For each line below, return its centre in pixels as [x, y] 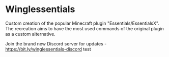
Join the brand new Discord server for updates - [56, 43]
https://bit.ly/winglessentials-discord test [48, 49]
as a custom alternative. [31, 34]
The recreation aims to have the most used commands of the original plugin [85, 28]
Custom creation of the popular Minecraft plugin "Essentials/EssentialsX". [82, 23]
